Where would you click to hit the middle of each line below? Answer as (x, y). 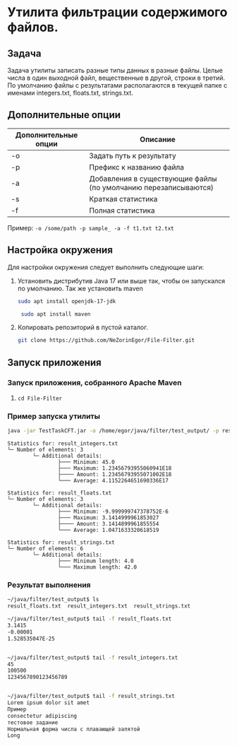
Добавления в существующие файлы (153, 179)
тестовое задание (33, 722)
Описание (158, 139)
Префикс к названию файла (137, 167)
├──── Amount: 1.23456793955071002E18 (115, 475)
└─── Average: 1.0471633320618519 (108, 531)
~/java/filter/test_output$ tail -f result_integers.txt (93, 658)
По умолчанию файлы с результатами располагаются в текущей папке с (117, 85)
